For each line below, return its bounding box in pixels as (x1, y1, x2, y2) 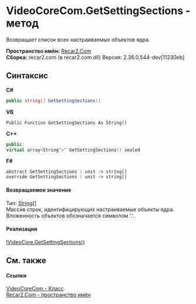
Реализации (6, 225, 38, 233)
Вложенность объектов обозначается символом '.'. (6, 212, 135, 219)
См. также (6, 256, 47, 266)
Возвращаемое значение (6, 186, 72, 193)
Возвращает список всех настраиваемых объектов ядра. (6, 36, 151, 43)
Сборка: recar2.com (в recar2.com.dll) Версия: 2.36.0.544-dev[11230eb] (6, 54, 185, 61)
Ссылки (6, 272, 27, 279)
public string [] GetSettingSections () (6, 98, 101, 103)
